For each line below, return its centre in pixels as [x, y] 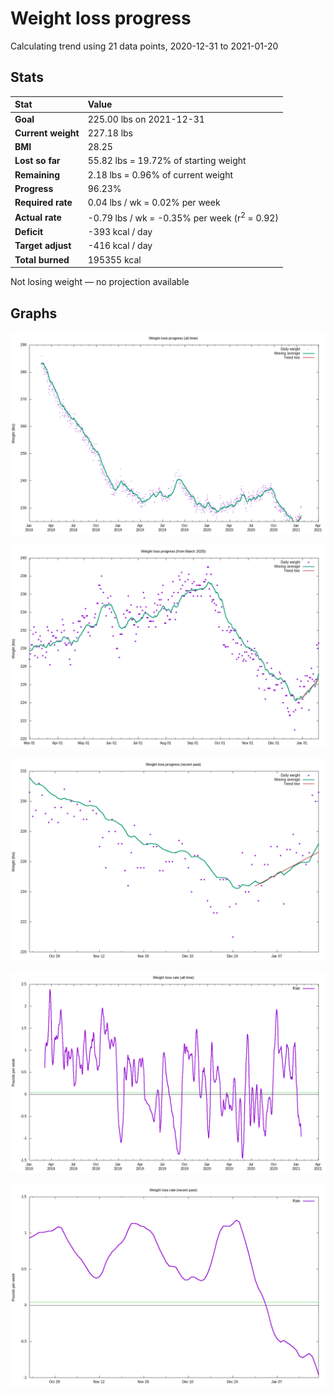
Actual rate [38, 217]
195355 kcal [114, 259]
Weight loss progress [101, 18]
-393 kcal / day [120, 232]
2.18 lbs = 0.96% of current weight [160, 174]
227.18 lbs [110, 133]
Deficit [29, 232]
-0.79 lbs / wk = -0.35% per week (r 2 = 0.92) [183, 217]
